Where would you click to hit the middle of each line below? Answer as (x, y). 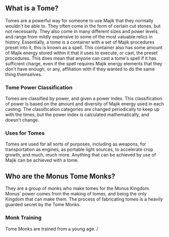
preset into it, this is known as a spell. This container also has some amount (84, 47)
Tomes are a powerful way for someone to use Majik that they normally (79, 20)
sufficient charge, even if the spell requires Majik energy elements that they (84, 63)
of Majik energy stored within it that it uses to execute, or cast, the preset (81, 53)
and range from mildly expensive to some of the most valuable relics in (79, 36)
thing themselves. (24, 74)
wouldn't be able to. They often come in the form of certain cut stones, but (83, 26)
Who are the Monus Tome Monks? (60, 176)
